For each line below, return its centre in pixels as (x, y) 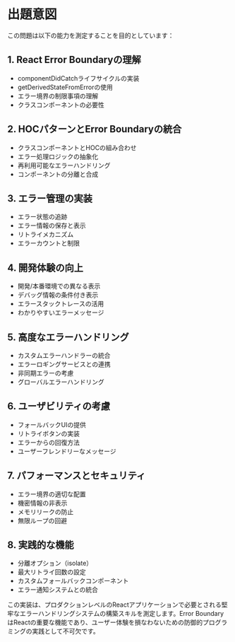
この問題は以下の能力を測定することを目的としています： (91, 35)
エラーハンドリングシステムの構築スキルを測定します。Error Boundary (122, 614)
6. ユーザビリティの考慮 (59, 406)
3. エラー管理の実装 (50, 198)
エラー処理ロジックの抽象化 (58, 156)
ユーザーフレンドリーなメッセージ (67, 451)
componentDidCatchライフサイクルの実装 (78, 78)
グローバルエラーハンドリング (61, 382)
